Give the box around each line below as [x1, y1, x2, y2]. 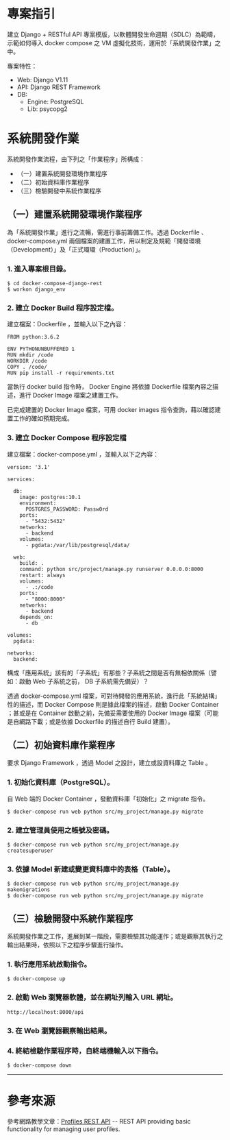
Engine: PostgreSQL [27, 97, 84, 106]
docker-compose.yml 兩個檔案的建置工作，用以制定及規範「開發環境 [7, 237, 201, 245]
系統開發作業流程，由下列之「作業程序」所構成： [7, 155, 145, 163]
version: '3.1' [7, 463, 51, 470]
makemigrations [7, 886, 51, 893]
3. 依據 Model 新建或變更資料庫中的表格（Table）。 [7, 864, 175, 874]
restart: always [19, 572, 66, 579]
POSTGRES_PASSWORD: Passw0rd [25, 505, 109, 513]
